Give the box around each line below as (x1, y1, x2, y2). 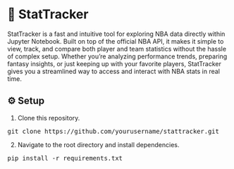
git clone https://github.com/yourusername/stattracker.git (7, 127, 220, 135)
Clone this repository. (17, 113, 80, 122)
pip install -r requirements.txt (7, 154, 123, 162)
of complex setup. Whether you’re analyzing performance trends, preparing (7, 52, 228, 61)
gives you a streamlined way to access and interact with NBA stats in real (7, 67, 221, 75)
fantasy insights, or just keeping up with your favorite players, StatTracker (7, 59, 222, 68)
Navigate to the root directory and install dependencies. (17, 140, 180, 149)
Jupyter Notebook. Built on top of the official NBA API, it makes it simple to (7, 37, 224, 45)
